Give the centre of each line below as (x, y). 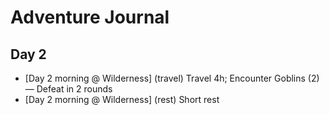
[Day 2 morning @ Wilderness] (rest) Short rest (122, 99)
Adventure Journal (90, 17)
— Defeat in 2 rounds (68, 89)
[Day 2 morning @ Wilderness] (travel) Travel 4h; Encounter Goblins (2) (172, 78)
